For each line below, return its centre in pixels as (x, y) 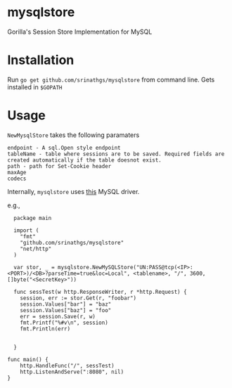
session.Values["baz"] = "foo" (66, 310)
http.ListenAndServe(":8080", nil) (72, 372)
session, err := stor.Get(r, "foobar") (78, 298)
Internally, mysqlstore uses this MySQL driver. (73, 191)
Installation (41, 60)
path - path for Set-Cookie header (59, 166)
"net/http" (36, 249)
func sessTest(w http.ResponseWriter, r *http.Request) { (101, 292)
